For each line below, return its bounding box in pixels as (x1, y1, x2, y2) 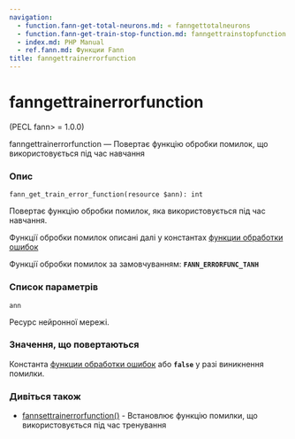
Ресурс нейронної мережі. (9, 316, 110, 327)
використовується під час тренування (21, 420, 167, 430)
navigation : (9, 12, 53, 22)
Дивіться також (9, 390, 81, 403)
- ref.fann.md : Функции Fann (17, 46, 125, 55)
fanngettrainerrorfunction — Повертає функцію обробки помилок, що (9, 138, 269, 149)
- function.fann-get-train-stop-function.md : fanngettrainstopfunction (17, 29, 287, 38)
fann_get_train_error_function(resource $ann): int (9, 190, 203, 199)
